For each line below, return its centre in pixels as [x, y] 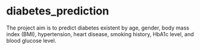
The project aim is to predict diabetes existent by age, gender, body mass [98, 28]
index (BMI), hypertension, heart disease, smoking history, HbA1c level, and [100, 34]
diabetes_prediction [58, 11]
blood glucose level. [31, 40]
